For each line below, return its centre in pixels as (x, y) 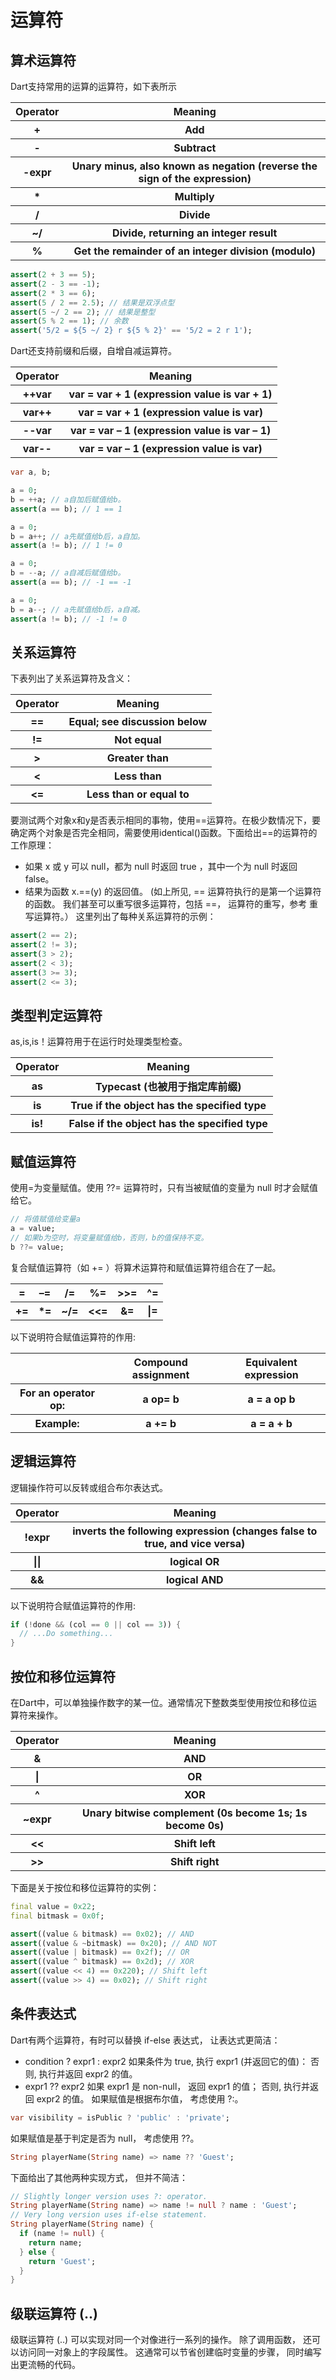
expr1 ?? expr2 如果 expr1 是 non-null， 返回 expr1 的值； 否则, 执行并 (167, 2086)
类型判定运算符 (56, 1015)
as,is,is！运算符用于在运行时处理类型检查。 (99, 1042)
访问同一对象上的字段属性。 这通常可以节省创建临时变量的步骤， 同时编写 (170, 2352)
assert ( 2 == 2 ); (44, 936)
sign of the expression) (195, 178)
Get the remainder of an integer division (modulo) (195, 251)
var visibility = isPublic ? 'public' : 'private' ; (120, 2117)
